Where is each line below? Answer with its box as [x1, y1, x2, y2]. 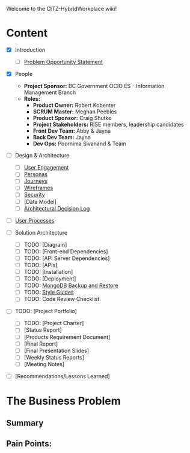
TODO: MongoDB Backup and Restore [23, 282, 118, 289]
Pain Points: [6, 439, 52, 449]
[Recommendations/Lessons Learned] [14, 372, 110, 379]
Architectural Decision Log [23, 204, 90, 212]
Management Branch [23, 89, 76, 96]
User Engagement [23, 164, 69, 171]
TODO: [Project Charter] [23, 320, 84, 327]
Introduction [14, 46, 46, 53]
